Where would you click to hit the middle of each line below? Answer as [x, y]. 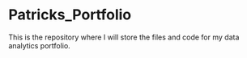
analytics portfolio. [39, 45]
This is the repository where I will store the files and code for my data [124, 37]
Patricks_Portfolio [70, 15]
